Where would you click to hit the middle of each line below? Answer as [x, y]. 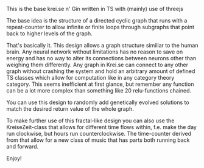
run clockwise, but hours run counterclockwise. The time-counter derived [99, 134]
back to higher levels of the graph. [49, 33]
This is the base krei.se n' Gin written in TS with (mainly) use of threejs [95, 9]
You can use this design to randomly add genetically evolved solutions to [98, 102]
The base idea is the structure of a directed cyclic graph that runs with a [97, 20]
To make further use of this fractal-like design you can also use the [90, 121]
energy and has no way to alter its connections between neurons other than [101, 58]
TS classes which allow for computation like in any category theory [90, 78]
